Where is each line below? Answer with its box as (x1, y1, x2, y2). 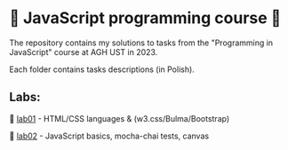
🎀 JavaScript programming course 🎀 (9, 8, 282, 28)
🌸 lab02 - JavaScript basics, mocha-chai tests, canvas (9, 130, 210, 141)
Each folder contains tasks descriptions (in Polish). (9, 64, 196, 75)
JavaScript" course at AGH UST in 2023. (9, 46, 158, 57)
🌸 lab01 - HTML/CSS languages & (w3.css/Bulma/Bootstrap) (9, 113, 230, 123)
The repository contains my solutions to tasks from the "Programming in (9, 37, 274, 48)
